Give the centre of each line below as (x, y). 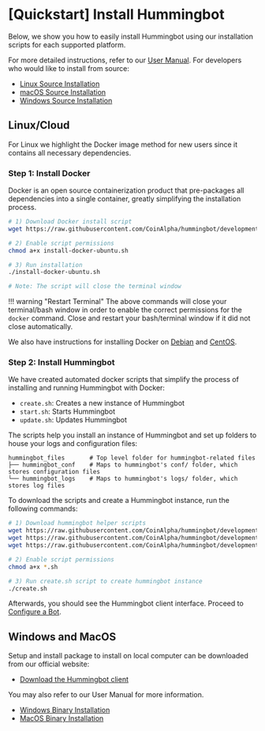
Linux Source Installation (60, 84)
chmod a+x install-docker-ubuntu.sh (68, 250)
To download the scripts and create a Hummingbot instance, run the (119, 500)
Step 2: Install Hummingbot (62, 362)
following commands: (43, 509)
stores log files (37, 486)
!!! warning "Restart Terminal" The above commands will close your (118, 302)
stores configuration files (54, 472)
